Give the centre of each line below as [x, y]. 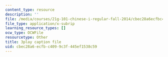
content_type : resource [30, 10]
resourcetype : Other [27, 38]
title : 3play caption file [33, 42]
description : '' [22, 14]
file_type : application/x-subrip [40, 24]
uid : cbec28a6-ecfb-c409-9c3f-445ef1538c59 [51, 47]
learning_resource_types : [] [35, 28]
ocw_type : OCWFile [24, 33]
